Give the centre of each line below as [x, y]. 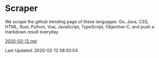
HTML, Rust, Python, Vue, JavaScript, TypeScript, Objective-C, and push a [79, 26]
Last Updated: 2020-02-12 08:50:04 [41, 50]
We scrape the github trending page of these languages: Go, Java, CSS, [77, 22]
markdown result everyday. [32, 32]
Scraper [21, 8]
